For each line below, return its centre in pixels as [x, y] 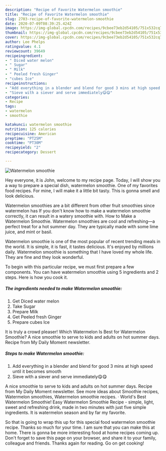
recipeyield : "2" [23, 148]
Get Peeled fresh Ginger [37, 317]
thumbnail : [16, 33]
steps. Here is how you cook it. [37, 277]
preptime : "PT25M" [24, 138]
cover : [12, 38]
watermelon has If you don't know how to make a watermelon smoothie [78, 210]
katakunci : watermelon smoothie [38, 124]
